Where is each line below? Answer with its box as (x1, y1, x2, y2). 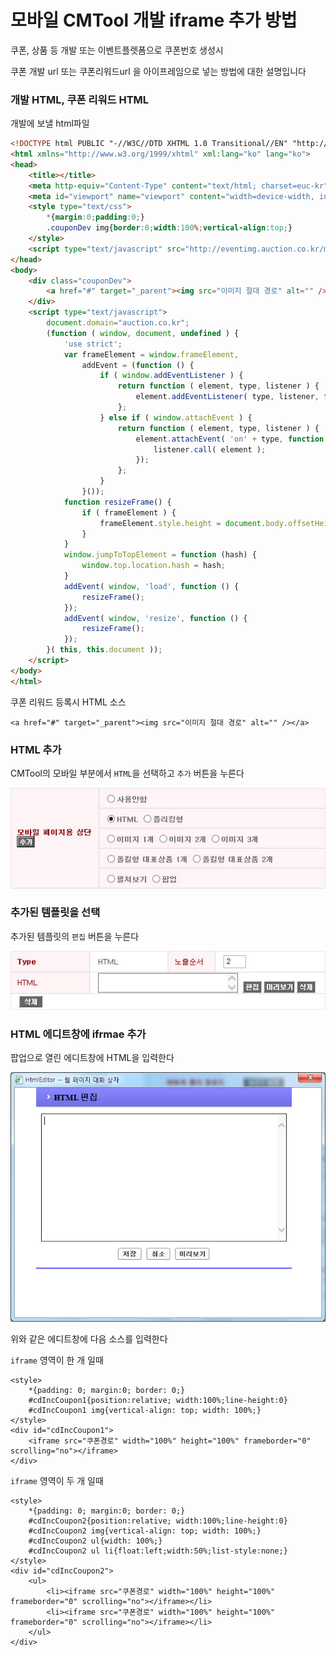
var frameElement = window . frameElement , (63, 349, 240, 360)
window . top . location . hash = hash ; (81, 561, 226, 571)
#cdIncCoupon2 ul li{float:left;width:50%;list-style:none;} (28, 1546, 288, 1556)
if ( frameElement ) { (81, 507, 177, 518)
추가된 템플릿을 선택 (10, 906, 101, 920)
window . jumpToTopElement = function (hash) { (63, 550, 257, 560)
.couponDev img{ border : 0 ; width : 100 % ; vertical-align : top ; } (46, 223, 293, 233)
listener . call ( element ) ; (153, 444, 267, 455)
